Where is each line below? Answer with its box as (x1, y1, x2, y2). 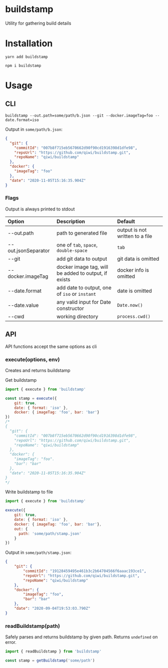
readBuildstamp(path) (5, 622, 60, 629)
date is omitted (117, 287, 152, 294)
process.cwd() (117, 313, 151, 319)
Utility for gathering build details (5, 20, 71, 26)
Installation (5, 38, 53, 49)
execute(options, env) (5, 356, 60, 363)
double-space (56, 248, 87, 253)
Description (56, 217, 85, 225)
